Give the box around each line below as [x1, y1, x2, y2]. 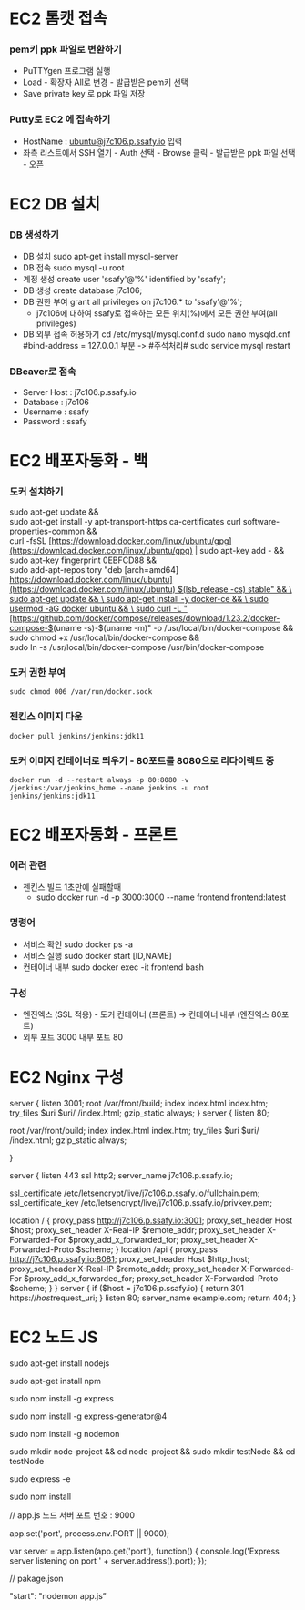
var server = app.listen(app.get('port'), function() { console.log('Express [9, 1545, 280, 1556]
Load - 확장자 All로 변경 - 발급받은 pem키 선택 [22, 76, 188, 87]
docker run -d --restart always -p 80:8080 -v [9, 775, 189, 784]
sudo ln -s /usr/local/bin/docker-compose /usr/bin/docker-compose [9, 642, 265, 653]
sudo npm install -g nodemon [9, 1428, 120, 1439]
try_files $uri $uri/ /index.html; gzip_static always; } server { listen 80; [9, 1107, 269, 1118]
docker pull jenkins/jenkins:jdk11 [9, 731, 145, 740]
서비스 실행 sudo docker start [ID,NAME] [22, 950, 173, 961]
